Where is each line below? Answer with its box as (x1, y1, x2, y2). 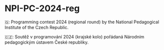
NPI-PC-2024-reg (4, 3, 80, 14)
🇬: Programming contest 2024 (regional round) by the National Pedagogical (4, 19, 159, 25)
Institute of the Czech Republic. (4, 24, 69, 30)
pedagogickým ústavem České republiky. (4, 39, 89, 45)
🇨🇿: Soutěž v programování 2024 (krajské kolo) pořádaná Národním (4, 33, 144, 39)
